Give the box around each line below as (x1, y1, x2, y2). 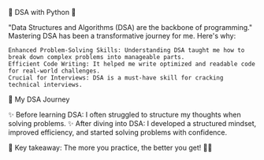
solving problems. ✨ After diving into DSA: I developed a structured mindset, (8, 119, 257, 128)
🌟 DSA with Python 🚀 (8, 8, 76, 17)
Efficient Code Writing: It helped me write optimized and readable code (8, 60, 256, 68)
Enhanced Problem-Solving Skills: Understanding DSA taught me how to (8, 47, 245, 54)
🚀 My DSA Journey (8, 95, 70, 104)
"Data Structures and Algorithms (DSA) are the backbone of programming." (8, 23, 253, 32)
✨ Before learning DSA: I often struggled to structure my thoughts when (8, 110, 242, 119)
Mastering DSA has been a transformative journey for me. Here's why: (8, 32, 236, 40)
